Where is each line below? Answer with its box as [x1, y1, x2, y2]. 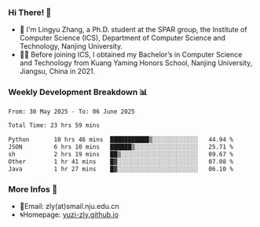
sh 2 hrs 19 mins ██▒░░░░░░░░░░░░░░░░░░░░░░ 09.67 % [8, 151, 234, 159]
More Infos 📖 [8, 184, 57, 195]
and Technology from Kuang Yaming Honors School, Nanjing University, [19, 58, 253, 68]
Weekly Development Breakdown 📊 [8, 86, 148, 97]
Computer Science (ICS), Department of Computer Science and [19, 33, 226, 42]
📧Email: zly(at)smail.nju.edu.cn [19, 202, 119, 211]
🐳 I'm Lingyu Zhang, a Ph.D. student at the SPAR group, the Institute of [19, 25, 247, 35]
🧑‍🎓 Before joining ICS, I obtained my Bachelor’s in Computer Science [19, 50, 243, 60]
